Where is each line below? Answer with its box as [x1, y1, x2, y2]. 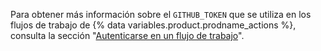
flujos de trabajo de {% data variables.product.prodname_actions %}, [10, 19, 297, 31]
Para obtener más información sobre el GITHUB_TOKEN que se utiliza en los [10, 9, 312, 20]
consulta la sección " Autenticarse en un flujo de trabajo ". [10, 30, 245, 41]
